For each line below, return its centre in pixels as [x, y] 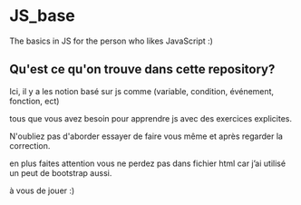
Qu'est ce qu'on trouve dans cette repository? [142, 69]
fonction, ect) [34, 101]
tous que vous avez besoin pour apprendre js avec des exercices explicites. [151, 118]
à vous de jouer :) [42, 190]
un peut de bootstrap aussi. [61, 172]
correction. [30, 145]
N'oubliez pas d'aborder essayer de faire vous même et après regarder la [146, 136]
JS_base [42, 16]
